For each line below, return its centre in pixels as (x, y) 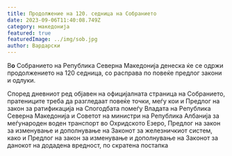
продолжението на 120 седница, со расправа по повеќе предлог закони (115, 73)
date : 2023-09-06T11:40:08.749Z (54, 20)
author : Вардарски (34, 46)
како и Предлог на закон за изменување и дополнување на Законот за (113, 138)
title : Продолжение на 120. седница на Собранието (82, 14)
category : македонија (39, 26)
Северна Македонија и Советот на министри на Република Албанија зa (114, 116)
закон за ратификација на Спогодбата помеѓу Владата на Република (109, 109)
